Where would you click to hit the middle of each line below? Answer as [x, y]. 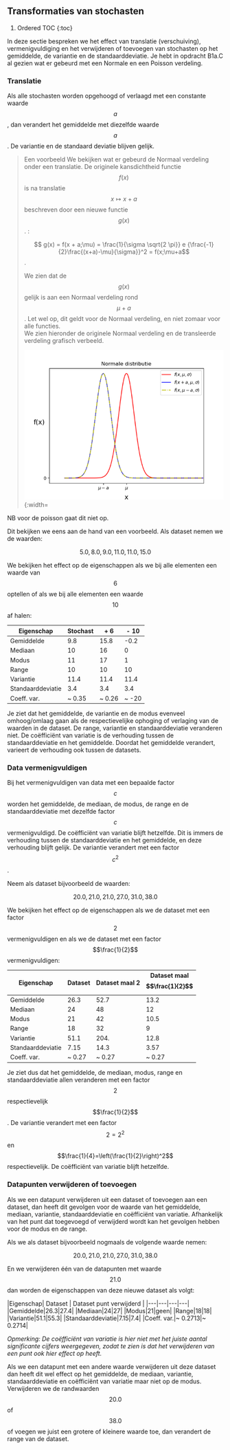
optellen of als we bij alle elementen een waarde [75, 594]
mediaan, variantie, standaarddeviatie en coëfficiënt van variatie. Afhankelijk [115, 1214]
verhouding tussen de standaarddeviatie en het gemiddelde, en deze [105, 840]
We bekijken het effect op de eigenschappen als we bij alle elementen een [112, 566]
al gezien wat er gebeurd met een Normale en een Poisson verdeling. [105, 63]
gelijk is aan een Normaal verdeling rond [81, 298]
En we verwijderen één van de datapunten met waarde [84, 1269]
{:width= [36, 505]
